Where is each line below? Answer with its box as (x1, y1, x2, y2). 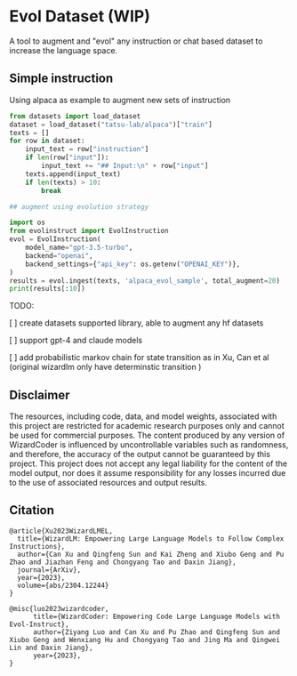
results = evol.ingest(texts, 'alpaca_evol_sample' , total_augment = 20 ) (9, 276, 280, 286)
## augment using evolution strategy (9, 202, 149, 211)
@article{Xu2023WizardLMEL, (9, 527, 114, 535)
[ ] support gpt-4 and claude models (9, 335, 143, 346)
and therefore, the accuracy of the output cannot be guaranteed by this (9, 449, 271, 460)
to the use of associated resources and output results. (9, 478, 207, 488)
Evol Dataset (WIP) (9, 6, 151, 27)
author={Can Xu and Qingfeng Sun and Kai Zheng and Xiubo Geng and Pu (17, 550, 285, 559)
